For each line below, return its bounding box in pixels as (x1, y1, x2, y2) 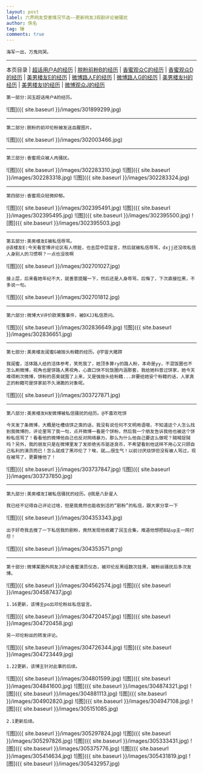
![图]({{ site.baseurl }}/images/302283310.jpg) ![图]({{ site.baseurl (6, 166, 170, 174)
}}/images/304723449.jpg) (6, 651, 74, 658)
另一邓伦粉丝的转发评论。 (6, 633, 60, 639)
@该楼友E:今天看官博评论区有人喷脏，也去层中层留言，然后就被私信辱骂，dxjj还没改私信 (6, 245, 196, 251)
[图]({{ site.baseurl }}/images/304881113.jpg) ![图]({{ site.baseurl (6, 690, 167, 697)
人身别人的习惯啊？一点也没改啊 (6, 251, 74, 257)
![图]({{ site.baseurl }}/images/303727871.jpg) (6, 392, 121, 399)
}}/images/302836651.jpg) (6, 331, 72, 338)
